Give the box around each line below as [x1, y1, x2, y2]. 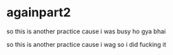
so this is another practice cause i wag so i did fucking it [6, 40, 167, 48]
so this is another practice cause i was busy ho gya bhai [6, 27, 166, 35]
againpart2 [6, 5, 72, 20]
